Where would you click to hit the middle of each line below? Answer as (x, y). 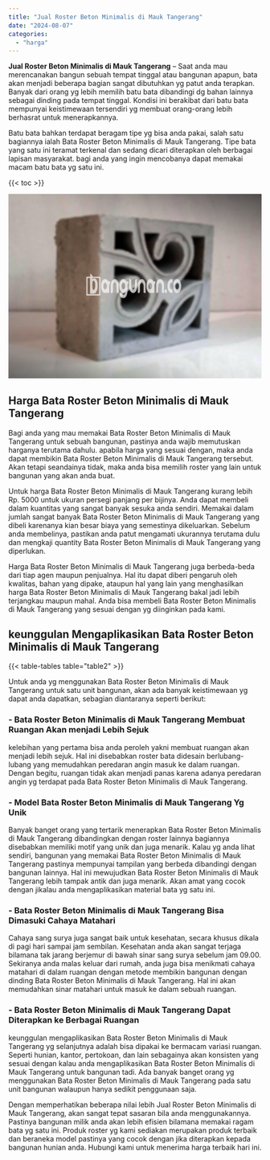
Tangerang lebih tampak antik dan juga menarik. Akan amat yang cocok (127, 881)
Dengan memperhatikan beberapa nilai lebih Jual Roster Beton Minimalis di (133, 1105)
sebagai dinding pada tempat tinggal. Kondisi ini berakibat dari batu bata (129, 100)
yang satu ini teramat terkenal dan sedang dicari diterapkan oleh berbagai (131, 150)
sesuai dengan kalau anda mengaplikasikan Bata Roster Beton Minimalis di (132, 1063)
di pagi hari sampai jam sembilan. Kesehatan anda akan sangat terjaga (125, 947)
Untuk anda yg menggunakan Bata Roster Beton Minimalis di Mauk (119, 682)
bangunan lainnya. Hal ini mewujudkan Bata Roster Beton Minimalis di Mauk (133, 873)
